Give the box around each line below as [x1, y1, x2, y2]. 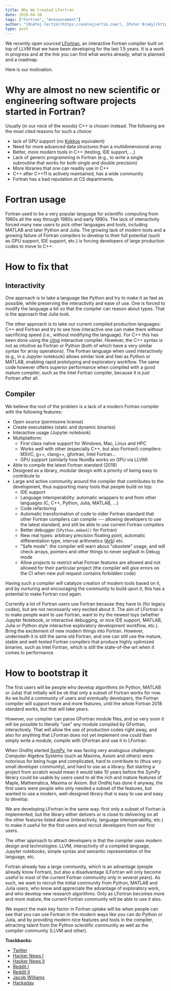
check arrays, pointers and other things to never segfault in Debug [20, 548, 160, 554]
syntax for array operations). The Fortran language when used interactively [5, 348, 163, 354]
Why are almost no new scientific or [5, 85, 160, 96]
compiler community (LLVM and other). [5, 927, 88, 933]
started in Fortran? [5, 106, 86, 118]
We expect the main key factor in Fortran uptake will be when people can [5, 905, 159, 912]
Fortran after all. [5, 375, 39, 381]
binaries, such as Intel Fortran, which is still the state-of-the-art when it [5, 644, 155, 650]
